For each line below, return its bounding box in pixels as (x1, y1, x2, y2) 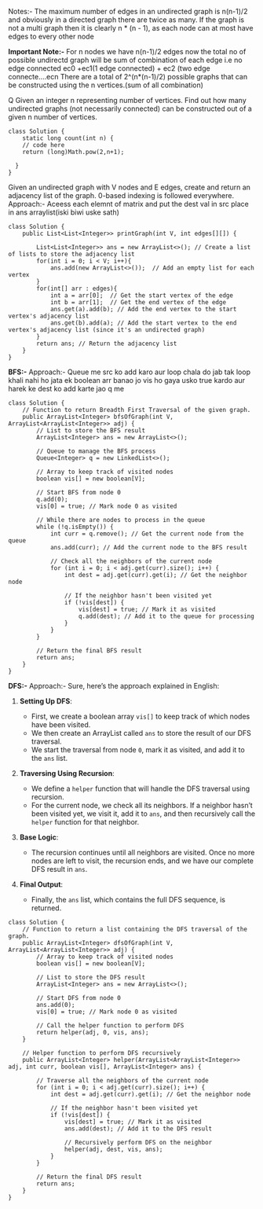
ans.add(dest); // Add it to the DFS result (64, 1125, 213, 1133)
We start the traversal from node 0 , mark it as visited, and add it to (31, 745, 245, 754)
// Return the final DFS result (36, 1173, 143, 1181)
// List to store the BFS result (36, 427, 146, 435)
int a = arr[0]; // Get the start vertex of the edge (49, 292, 234, 299)
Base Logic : (19, 832, 59, 842)
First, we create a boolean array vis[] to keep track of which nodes (31, 711, 250, 721)
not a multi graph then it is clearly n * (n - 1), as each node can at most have (8, 24, 254, 32)
